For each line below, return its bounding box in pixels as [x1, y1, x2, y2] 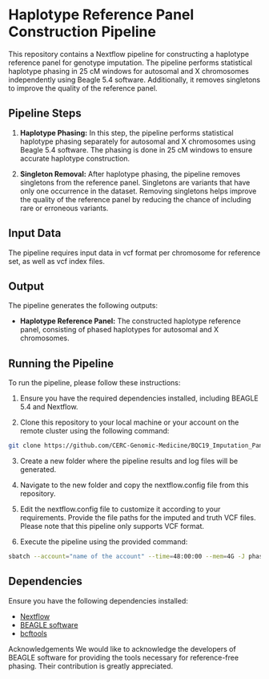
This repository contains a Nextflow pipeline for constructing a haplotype [8, 49, 250, 59]
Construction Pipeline [8, 22, 156, 41]
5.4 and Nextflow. [19, 402, 78, 412]
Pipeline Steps [8, 107, 82, 120]
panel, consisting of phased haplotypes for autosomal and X [19, 325, 219, 335]
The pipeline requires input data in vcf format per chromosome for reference [8, 247, 261, 258]
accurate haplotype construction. [19, 153, 130, 163]
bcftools [19, 628, 48, 638]
